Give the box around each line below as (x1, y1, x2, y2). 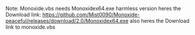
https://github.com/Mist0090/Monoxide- (42, 11, 140, 18)
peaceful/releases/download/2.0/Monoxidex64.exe (5, 17, 129, 24)
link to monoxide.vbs (5, 23, 56, 30)
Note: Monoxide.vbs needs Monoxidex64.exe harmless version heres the (5, 5, 182, 12)
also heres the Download (130, 17, 190, 24)
